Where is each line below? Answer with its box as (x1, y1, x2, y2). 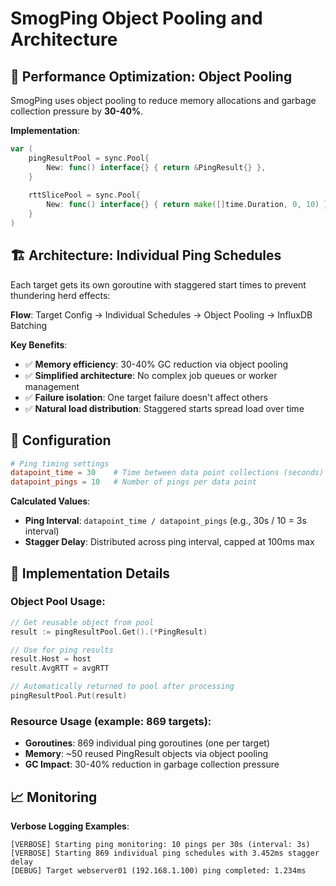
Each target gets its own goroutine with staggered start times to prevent (10, 278, 307, 291)
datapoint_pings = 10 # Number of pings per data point (10, 477, 257, 487)
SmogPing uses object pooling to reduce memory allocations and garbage (10, 95, 317, 106)
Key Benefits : (10, 338, 68, 351)
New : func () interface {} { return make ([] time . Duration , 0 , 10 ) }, (46, 200, 333, 210)
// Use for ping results (10, 645, 114, 655)
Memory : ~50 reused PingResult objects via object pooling (24, 748, 269, 760)
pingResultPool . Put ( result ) (10, 691, 128, 701)
